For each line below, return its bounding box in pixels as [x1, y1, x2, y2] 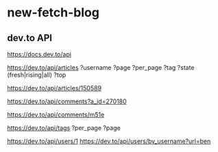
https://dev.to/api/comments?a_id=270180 [7, 97, 127, 105]
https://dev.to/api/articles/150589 [7, 84, 101, 92]
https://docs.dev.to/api [7, 50, 72, 58]
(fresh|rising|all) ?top [7, 71, 66, 79]
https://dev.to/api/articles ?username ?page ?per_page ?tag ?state [7, 64, 195, 71]
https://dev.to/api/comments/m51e [7, 111, 105, 118]
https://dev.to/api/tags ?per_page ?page [7, 124, 121, 131]
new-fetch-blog [7, 5, 99, 21]
